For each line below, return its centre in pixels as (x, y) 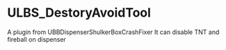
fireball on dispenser (37, 39)
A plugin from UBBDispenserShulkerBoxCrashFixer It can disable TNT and (113, 32)
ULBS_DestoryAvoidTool (79, 13)
